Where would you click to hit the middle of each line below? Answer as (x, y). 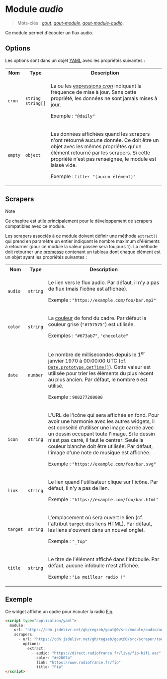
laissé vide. (64, 165)
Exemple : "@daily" (73, 116)
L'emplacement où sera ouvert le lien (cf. (96, 517)
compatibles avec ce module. (35, 226)
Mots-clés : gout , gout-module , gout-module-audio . (71, 23)
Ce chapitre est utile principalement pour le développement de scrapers (79, 221)
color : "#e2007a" (54, 658)
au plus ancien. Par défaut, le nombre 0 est (98, 379)
